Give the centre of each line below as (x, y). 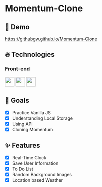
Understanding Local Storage (43, 118)
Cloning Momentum (33, 129)
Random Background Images (42, 174)
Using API (23, 124)
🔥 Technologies (30, 55)
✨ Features (23, 145)
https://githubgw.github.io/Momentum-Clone (51, 39)
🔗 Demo (17, 27)
